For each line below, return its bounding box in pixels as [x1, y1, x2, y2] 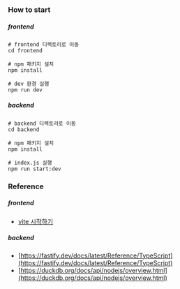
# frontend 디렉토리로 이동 [8, 40, 80, 48]
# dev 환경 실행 [8, 80, 50, 87]
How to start [8, 5, 51, 15]
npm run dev [8, 86, 43, 94]
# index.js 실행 [8, 159, 52, 166]
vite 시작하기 [17, 217, 54, 225]
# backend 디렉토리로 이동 [8, 120, 76, 127]
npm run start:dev [8, 165, 61, 172]
